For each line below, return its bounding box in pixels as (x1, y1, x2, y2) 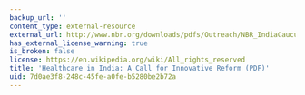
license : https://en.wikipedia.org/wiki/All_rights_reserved (9, 55, 246, 64)
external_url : (9, 30, 64, 39)
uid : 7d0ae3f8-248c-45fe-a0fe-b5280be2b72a (9, 72, 177, 81)
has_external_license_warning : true (9, 38, 148, 48)
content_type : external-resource (9, 22, 136, 31)
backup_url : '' (9, 13, 67, 23)
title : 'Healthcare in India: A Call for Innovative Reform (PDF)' (9, 64, 271, 73)
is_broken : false (9, 47, 75, 56)
